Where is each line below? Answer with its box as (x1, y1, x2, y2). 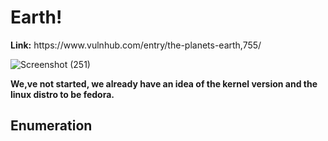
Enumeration (10, 117, 93, 135)
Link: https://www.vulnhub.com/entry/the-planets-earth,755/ (10, 39, 262, 51)
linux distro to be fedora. (10, 88, 115, 100)
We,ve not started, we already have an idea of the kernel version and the (10, 77, 318, 90)
